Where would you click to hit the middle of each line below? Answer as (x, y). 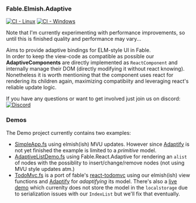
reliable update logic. (31, 87)
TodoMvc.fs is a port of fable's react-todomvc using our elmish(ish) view (102, 175)
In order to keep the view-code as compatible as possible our (80, 57)
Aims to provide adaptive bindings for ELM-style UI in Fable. (78, 50)
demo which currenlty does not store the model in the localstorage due (101, 187)
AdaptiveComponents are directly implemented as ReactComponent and (92, 62)
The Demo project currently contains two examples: (69, 132)
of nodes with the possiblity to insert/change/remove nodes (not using (99, 163)
